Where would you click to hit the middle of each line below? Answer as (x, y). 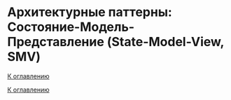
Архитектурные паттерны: (90, 12)
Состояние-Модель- (71, 27)
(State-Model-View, (166, 42)
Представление (56, 42)
